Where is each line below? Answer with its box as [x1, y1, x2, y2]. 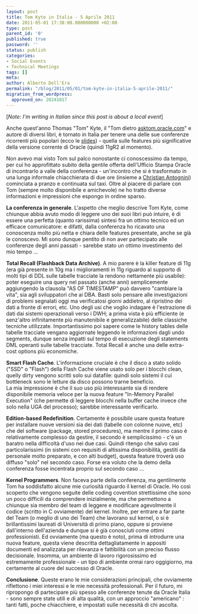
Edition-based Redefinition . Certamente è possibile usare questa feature [6, 414, 185, 422]
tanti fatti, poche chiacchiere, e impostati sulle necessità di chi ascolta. [6, 601, 178, 608]
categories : [6, 53, 35, 59]
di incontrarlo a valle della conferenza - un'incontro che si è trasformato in [6, 167, 187, 175]
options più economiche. [18, 348, 79, 355]
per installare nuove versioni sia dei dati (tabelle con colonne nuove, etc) [6, 421, 183, 428]
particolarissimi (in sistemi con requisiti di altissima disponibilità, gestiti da [6, 446, 186, 453]
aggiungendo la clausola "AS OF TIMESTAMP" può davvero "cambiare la [6, 285, 183, 292]
